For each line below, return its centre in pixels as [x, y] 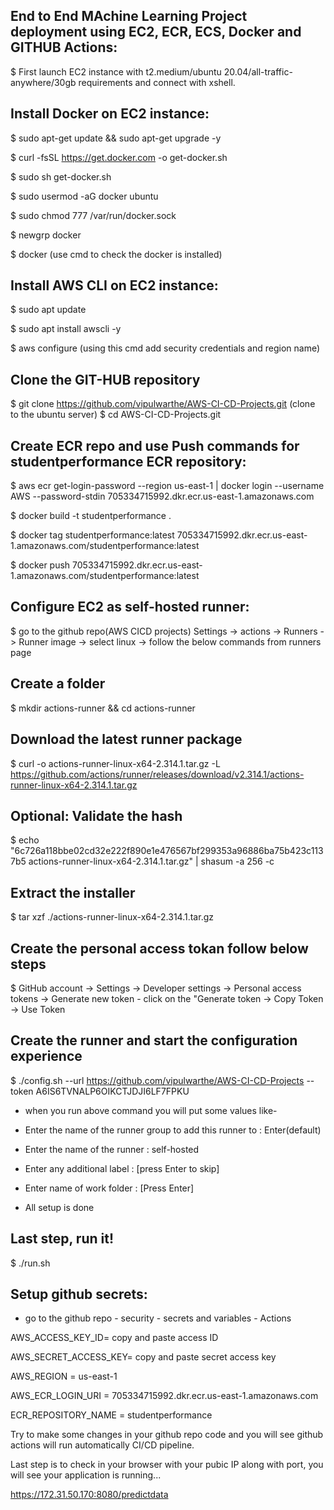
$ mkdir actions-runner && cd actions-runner [103, 708]
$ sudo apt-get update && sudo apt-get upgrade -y [116, 138]
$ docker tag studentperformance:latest [92, 535]
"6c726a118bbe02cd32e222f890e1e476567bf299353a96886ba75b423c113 [167, 851]
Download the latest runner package [126, 739]
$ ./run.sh [30, 1263]
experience [46, 1056]
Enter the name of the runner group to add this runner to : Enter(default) [173, 1130]
